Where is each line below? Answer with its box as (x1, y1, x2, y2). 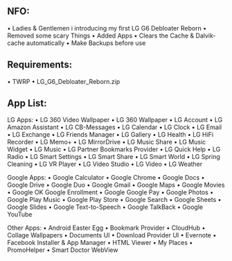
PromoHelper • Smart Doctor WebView (7, 246, 118, 254)
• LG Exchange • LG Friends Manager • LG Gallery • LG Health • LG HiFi (7, 130, 213, 139)
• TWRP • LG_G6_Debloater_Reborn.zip (7, 77, 121, 85)
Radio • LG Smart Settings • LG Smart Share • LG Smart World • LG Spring (7, 153, 220, 161)
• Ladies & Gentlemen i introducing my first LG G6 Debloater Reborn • (7, 24, 207, 32)
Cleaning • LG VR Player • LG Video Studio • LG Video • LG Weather (7, 160, 203, 169)
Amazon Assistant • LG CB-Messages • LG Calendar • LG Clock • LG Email (7, 123, 222, 131)
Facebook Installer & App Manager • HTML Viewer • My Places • (7, 239, 193, 247)
